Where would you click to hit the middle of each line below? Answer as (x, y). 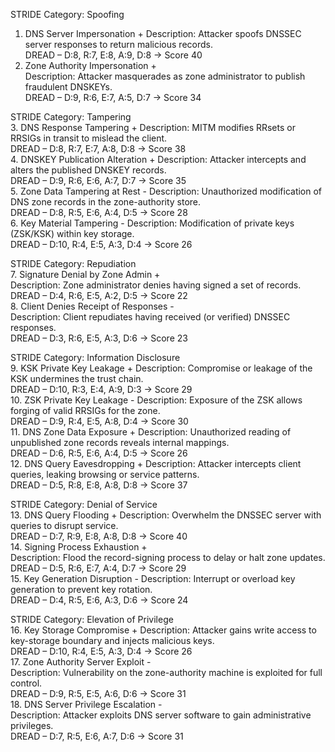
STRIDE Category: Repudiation (73, 263)
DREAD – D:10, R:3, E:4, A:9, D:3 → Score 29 (101, 389)
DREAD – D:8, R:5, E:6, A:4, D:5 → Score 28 (99, 212)
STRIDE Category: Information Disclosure (95, 357)
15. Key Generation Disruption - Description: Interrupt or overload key (153, 578)
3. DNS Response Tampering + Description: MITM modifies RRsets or (153, 127)
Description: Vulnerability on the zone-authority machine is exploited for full (166, 672)
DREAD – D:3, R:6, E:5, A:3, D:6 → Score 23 (99, 338)
